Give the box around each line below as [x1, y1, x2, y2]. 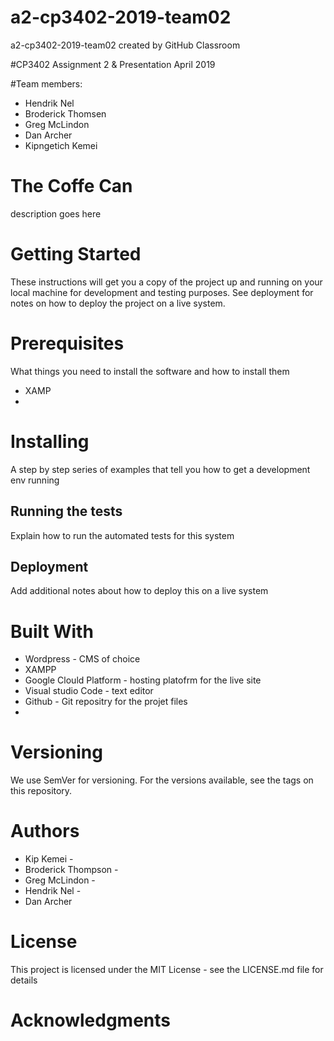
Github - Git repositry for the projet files [24, 696, 188, 708]
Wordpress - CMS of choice [24, 653, 141, 665]
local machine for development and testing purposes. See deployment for [10, 286, 314, 298]
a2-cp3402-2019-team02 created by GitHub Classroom [10, 39, 241, 51]
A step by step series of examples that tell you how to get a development [10, 463, 311, 475]
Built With [10, 620, 94, 643]
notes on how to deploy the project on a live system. [10, 297, 226, 309]
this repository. [10, 785, 73, 797]
